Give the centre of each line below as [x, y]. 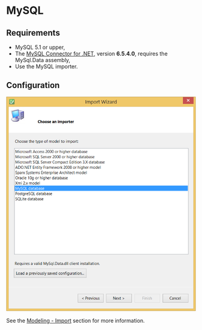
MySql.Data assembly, [43, 60]
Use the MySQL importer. [46, 66]
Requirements [33, 33]
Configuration [33, 85]
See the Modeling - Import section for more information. [76, 320]
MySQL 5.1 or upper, [40, 47]
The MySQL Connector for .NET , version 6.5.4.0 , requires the [91, 54]
